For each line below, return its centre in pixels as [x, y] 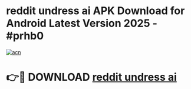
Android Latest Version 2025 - [82, 23]
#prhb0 [25, 36]
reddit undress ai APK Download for [95, 11]
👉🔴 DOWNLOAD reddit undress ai [91, 77]
